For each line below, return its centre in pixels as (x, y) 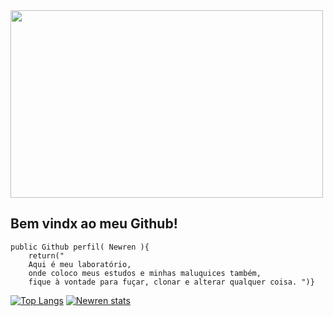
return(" (46, 255)
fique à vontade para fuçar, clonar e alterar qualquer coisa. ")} (171, 282)
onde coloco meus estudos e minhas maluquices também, (145, 273)
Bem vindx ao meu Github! (94, 224)
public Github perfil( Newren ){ (80, 247)
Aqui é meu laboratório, (80, 264)
